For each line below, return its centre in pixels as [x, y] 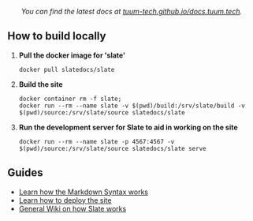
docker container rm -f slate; [70, 99]
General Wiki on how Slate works [73, 208]
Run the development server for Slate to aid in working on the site [128, 127]
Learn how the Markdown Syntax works [84, 192]
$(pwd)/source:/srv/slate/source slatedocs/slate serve [112, 148]
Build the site [41, 84]
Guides [26, 173]
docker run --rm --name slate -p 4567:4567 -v [97, 141]
